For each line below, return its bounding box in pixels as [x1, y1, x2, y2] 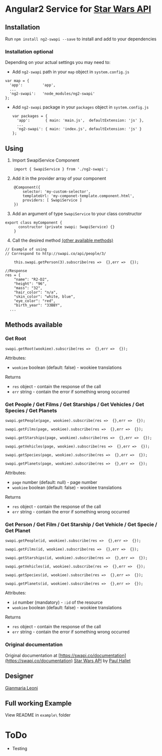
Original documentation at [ [5, 652, 60, 658]
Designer [5, 672, 34, 680]
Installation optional [5, 48, 54, 55]
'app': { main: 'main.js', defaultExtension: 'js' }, [17, 118, 144, 123]
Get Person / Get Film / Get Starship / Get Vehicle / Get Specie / [5, 521, 158, 528]
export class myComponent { [5, 220, 63, 225]
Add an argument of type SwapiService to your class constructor [12, 211, 142, 217]
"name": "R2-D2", [14, 277, 49, 282]
